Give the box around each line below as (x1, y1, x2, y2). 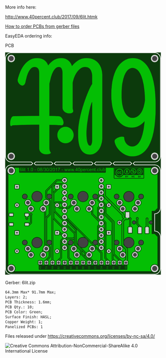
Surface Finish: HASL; (5, 314, 52, 319)
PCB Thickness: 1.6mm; (5, 300, 52, 305)
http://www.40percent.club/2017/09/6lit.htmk (5, 14, 98, 19)
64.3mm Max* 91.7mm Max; (5, 290, 56, 295)
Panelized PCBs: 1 (5, 324, 43, 329)
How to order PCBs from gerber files (5, 23, 80, 29)
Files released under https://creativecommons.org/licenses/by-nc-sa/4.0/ (5, 333, 155, 339)
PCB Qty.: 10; (5, 305, 35, 309)
